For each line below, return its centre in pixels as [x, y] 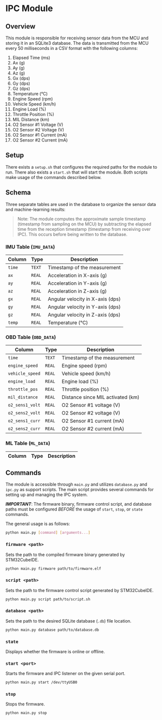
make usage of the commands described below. [54, 177]
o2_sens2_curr [24, 429]
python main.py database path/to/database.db [52, 630]
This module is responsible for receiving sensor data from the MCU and [77, 38]
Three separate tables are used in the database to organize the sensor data [81, 204]
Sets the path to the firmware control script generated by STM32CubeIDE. [80, 590]
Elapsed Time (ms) [31, 58]
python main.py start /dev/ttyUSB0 [41, 682]
